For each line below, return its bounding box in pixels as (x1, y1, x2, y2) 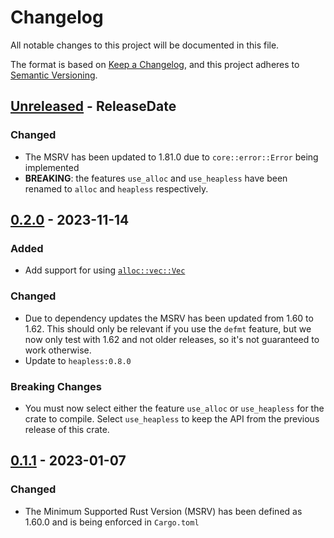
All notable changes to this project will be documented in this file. (10, 39, 280, 51)
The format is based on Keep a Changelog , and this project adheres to (10, 58, 300, 70)
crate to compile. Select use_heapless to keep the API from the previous (24, 412, 320, 425)
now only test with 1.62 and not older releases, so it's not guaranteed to (24, 333, 320, 345)
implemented (24, 161, 80, 173)
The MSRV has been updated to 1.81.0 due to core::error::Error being (24, 151, 319, 163)
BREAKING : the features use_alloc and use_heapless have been (24, 172, 288, 184)
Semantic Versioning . (10, 69, 98, 81)
